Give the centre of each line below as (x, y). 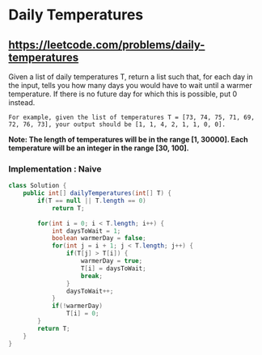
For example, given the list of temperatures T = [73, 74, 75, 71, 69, (131, 117)
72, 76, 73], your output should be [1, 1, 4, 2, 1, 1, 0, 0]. (117, 125)
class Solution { (38, 186)
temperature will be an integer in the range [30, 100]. (99, 148)
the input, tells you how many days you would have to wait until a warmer (130, 85)
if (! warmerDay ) (77, 306)
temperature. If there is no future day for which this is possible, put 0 (123, 94)
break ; (92, 276)
